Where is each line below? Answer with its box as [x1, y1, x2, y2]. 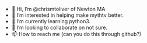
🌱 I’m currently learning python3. [11, 18, 91, 24]
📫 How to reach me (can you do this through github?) [11, 31, 142, 37]
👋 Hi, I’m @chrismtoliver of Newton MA [11, 6, 106, 12]
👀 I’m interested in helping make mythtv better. [11, 12, 124, 19]
